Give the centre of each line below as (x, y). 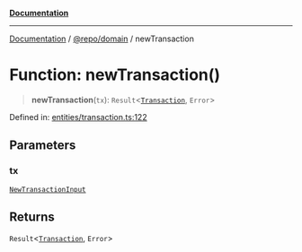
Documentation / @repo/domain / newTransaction (102, 39)
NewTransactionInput (48, 189)
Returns (32, 217)
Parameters (43, 146)
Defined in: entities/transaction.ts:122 (78, 117)
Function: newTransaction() (115, 75)
